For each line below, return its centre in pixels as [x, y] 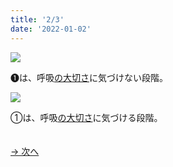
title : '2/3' [37, 19]
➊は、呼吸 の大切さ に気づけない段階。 [89, 77]
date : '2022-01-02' [51, 29]
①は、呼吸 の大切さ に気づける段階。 [86, 117]
